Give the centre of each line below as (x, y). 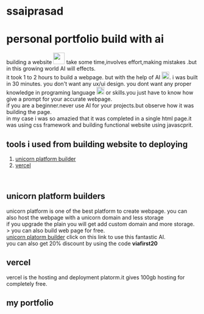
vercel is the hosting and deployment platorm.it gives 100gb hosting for (96, 277)
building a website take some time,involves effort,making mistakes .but (101, 62)
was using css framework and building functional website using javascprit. (100, 125)
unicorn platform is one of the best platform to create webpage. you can (97, 211)
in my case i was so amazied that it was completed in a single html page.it (99, 119)
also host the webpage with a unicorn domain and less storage (85, 217)
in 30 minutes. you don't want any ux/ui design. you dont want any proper (99, 84)
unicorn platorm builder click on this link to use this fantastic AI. (86, 237)
